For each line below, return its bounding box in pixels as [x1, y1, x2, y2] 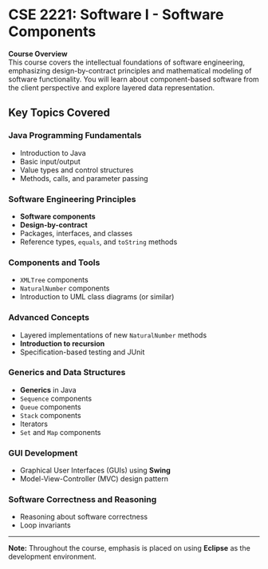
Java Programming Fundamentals [8, 130, 142, 141]
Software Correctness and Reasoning [8, 494, 157, 505]
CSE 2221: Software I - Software [8, 6, 224, 24]
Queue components [19, 401, 81, 412]
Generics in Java [19, 385, 77, 394]
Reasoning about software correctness [19, 512, 148, 522]
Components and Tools [8, 257, 100, 268]
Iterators [19, 419, 48, 429]
